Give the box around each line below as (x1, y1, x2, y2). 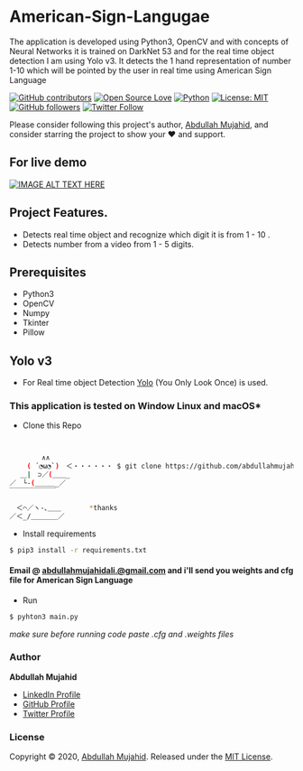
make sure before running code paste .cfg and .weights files (9, 628, 234, 639)
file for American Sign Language (9, 575, 133, 586)
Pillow (22, 327, 45, 338)
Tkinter (22, 318, 50, 329)
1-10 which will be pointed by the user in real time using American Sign (9, 65, 272, 76)
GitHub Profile (22, 698, 75, 710)
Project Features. (9, 205, 108, 220)
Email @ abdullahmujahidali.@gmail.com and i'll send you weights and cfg (9, 565, 294, 576)
